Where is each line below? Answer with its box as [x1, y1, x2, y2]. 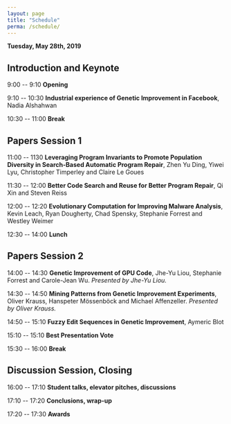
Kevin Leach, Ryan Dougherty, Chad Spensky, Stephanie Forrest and [7, 209, 203, 218]
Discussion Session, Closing [7, 364, 133, 376]
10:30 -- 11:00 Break [7, 115, 66, 123]
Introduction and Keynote [7, 62, 120, 73]
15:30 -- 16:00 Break [7, 344, 66, 353]
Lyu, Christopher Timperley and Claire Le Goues [7, 168, 145, 176]
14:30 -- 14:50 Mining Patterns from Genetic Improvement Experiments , [7, 289, 217, 298]
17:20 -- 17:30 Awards [7, 409, 71, 418]
